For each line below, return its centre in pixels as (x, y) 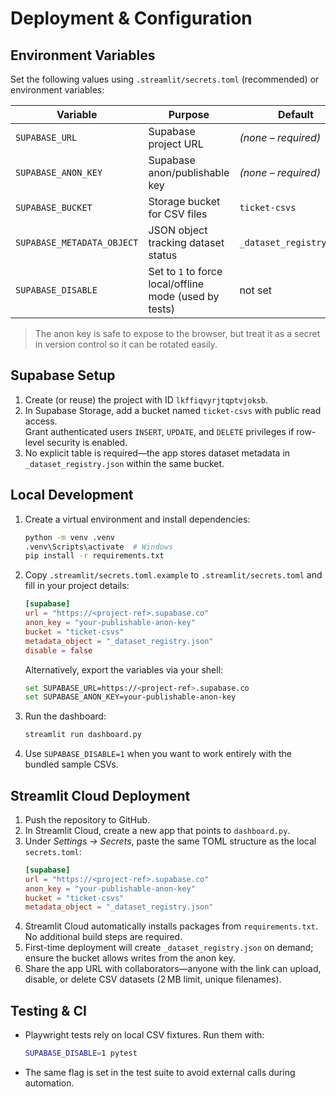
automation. (49, 1083)
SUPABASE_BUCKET (54, 207)
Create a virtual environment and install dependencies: (137, 519)
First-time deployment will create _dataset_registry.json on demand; (169, 948)
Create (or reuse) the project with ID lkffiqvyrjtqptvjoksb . (146, 399)
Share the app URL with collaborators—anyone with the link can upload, (173, 969)
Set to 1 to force (185, 271)
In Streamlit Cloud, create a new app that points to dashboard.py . (157, 830)
